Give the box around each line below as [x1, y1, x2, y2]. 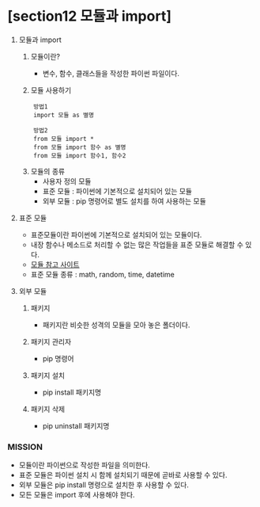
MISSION [7, 441, 43, 452]
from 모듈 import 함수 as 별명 [33, 143, 126, 151]
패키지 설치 [30, 370, 65, 380]
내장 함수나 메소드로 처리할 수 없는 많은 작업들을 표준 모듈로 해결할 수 [30, 239, 244, 250]
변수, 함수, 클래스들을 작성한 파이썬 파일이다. [42, 68, 179, 78]
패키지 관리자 [30, 337, 72, 346]
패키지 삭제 [30, 404, 65, 414]
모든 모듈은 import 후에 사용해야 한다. [18, 490, 135, 500]
